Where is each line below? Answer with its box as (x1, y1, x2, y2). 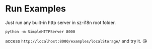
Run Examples (5, 3, 66, 14)
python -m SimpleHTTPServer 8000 (5, 29, 75, 34)
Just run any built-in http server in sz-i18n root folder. (5, 19, 116, 25)
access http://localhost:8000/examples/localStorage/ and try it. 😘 (5, 38, 147, 44)
